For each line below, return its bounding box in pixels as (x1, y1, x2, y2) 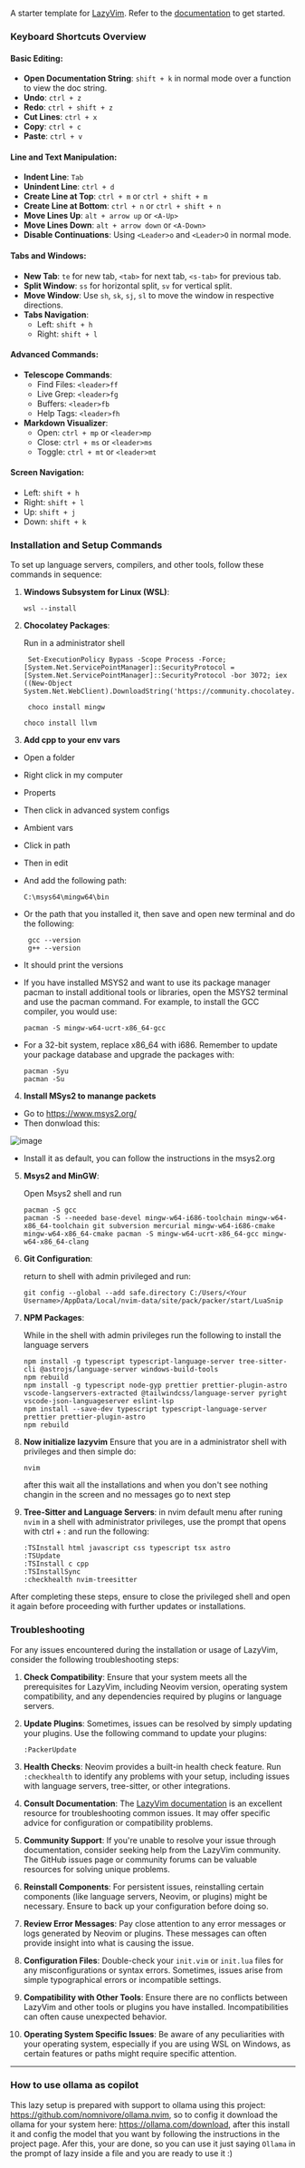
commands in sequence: (10, 569, 102, 580)
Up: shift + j (23, 506, 76, 517)
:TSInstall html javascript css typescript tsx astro (23, 1544, 231, 1553)
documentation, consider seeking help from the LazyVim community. (23, 1844, 281, 1855)
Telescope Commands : (23, 369, 112, 380)
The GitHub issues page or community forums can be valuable (23, 1854, 257, 1865)
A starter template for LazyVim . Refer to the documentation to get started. (10, 8, 286, 18)
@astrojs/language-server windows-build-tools (40, 1365, 219, 1374)
